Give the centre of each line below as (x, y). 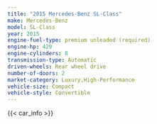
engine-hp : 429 (30, 47)
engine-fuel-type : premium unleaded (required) (79, 40)
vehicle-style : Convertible (49, 93)
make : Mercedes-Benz (38, 21)
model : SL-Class (31, 27)
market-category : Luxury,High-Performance (71, 80)
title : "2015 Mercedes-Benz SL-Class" (65, 14)
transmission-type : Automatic (52, 60)
